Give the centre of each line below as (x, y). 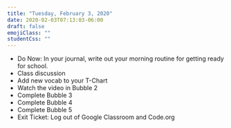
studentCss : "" (29, 39)
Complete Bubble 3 (45, 95)
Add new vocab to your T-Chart (62, 81)
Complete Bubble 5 (45, 110)
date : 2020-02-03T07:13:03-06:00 (55, 20)
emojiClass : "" (29, 33)
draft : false (26, 26)
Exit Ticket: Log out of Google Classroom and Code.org (96, 117)
